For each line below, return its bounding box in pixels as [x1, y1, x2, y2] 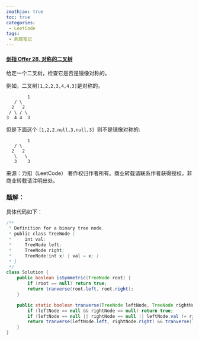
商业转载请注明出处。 [6, 177, 58, 184]
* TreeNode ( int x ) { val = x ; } [8, 253, 99, 259]
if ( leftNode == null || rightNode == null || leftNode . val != [27, 313, 187, 319]
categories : [6, 20, 36, 26]
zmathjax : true [6, 8, 44, 15]
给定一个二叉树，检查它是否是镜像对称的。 [6, 69, 110, 77]
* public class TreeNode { [8, 231, 76, 237]
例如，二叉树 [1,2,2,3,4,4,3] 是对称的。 [6, 82, 104, 90]
